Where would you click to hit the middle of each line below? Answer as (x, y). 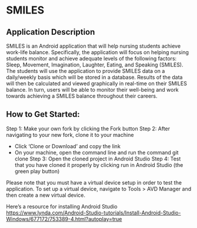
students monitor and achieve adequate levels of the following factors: (91, 58)
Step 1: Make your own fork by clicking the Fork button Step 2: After (88, 128)
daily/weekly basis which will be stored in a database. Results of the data (94, 77)
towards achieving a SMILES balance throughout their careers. (82, 96)
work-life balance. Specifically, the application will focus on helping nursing (98, 52)
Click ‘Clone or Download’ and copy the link (67, 146)
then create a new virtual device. (46, 195)
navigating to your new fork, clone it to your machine (70, 135)
